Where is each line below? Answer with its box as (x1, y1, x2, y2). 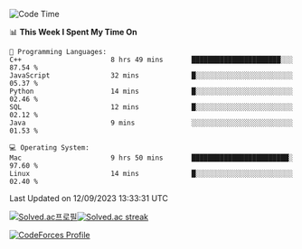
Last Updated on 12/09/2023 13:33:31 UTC (9, 193, 169, 203)
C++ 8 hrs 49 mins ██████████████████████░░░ (9, 55, 294, 64)
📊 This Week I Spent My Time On (9, 27, 137, 37)
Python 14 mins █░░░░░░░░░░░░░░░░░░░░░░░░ (9, 87, 294, 96)
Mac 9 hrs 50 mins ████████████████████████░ (9, 153, 294, 162)
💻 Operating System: (9, 143, 90, 152)
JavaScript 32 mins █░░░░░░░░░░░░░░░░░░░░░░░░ (9, 71, 294, 80)
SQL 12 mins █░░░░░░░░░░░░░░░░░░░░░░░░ (9, 103, 294, 112)
